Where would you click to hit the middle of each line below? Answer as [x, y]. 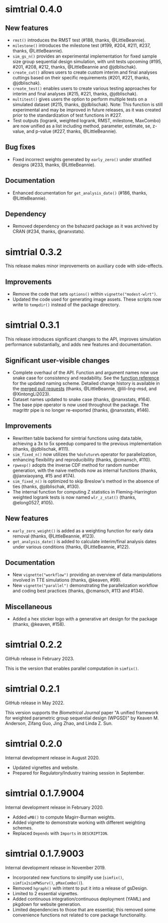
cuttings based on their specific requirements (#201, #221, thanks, [81, 78]
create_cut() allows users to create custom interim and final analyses [85, 72]
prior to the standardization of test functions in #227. [67, 115]
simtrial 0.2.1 [32, 689]
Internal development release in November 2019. [56, 867]
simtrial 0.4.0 [34, 9]
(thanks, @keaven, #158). [39, 624]
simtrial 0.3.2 [33, 252]
